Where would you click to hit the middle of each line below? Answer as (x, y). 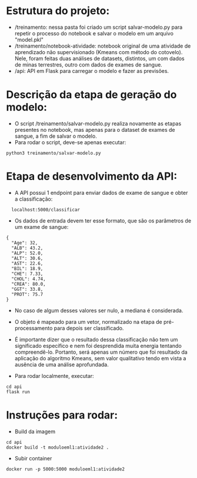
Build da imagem (35, 431)
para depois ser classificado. (89, 328)
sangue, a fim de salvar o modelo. (56, 136)
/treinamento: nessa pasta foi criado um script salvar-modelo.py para (98, 27)
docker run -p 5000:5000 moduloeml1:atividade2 (66, 469)
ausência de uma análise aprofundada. (61, 364)
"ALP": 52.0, (27, 253)
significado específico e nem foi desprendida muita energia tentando (98, 346)
